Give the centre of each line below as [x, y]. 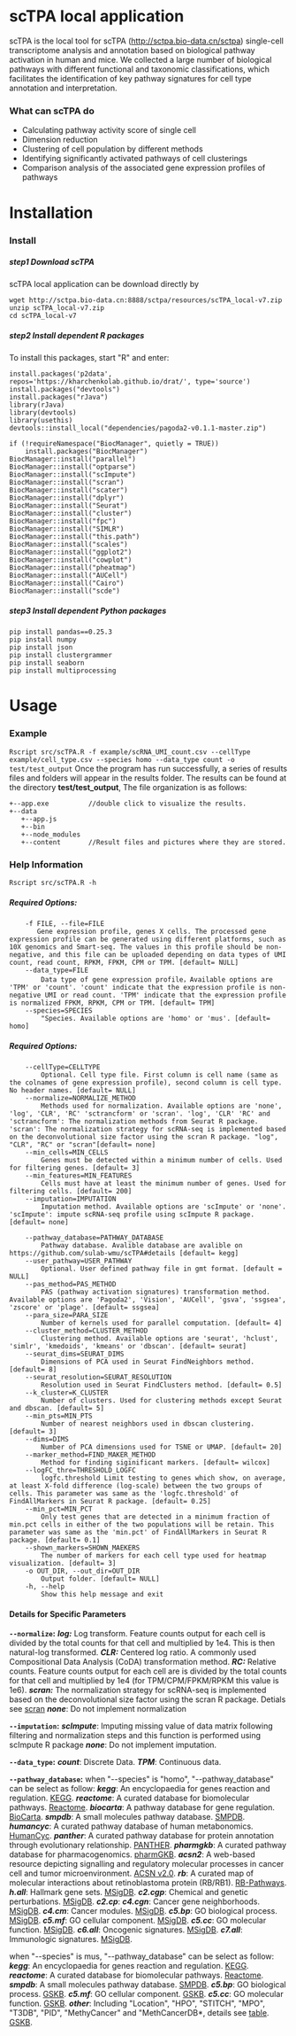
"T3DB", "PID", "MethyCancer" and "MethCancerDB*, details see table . [139, 2013]
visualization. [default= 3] [63, 1563]
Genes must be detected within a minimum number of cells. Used [162, 1160]
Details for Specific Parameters [68, 1613]
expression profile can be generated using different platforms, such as [148, 939]
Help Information [46, 864]
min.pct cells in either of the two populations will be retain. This [142, 1524]
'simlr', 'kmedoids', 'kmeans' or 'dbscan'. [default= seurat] [128, 1346]
